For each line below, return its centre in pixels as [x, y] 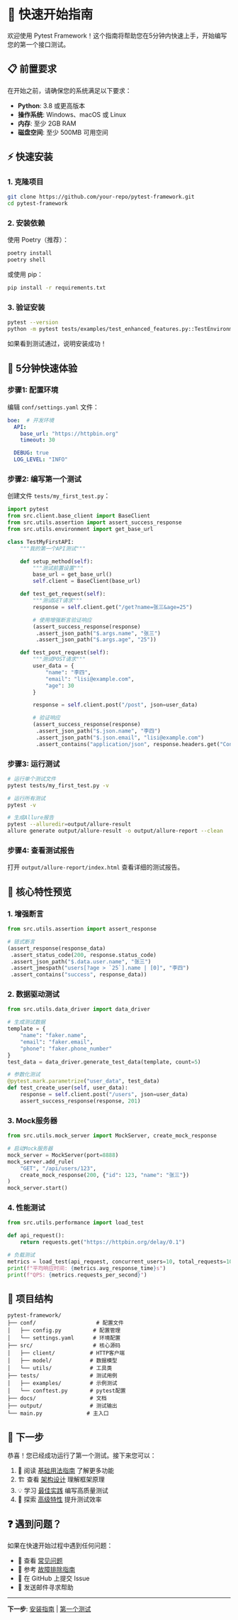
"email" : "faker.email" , [57, 1042]
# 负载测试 [21, 1255]
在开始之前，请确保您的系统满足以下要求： [69, 90]
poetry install [30, 253]
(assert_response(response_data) [57, 948]
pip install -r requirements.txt [57, 288]
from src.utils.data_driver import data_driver [79, 1009]
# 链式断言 [21, 941]
